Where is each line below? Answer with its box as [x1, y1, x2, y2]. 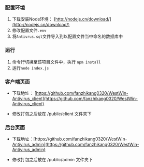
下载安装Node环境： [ [12, 16, 56, 22]
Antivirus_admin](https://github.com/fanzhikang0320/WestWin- [12, 142, 139, 148]
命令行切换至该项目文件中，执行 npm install [12, 59, 101, 65]
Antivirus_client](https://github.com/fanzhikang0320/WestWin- [12, 96, 138, 101]
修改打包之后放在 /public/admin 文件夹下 [12, 157, 93, 163]
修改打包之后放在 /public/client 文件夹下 [12, 111, 92, 117]
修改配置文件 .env [12, 28, 47, 33]
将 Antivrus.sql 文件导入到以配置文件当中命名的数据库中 [12, 33, 123, 39]
